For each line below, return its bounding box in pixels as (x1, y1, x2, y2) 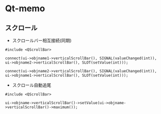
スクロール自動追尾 (12, 82, 52, 88)
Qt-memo (5, 3, 45, 14)
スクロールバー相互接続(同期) (12, 38, 72, 43)
